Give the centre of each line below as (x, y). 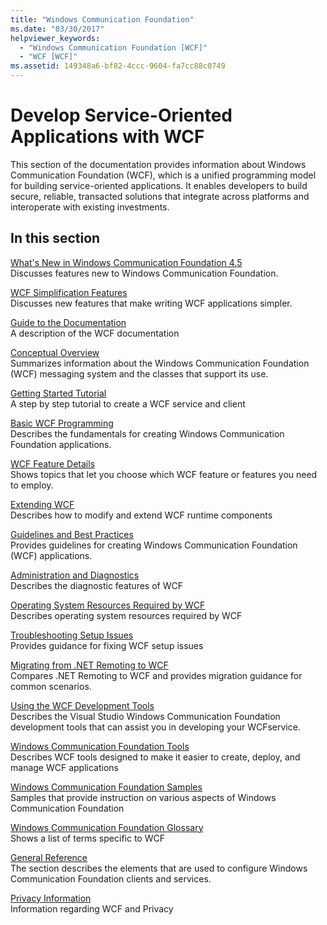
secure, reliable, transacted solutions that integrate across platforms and (160, 196)
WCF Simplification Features (69, 292)
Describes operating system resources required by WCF (126, 615)
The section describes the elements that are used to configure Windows (159, 868)
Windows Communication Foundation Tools (100, 746)
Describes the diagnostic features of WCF (96, 585)
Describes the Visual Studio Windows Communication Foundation (145, 716)
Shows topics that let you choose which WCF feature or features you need (164, 474)
